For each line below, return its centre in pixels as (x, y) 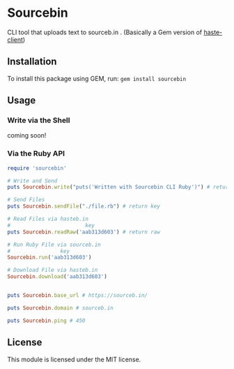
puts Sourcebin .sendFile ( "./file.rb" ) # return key (84, 207)
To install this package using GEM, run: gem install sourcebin (97, 78)
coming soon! (27, 136)
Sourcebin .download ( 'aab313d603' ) (57, 277)
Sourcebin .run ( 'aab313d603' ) (49, 258)
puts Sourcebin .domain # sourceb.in (60, 308)
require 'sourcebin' (37, 168)
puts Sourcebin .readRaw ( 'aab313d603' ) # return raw (84, 232)
